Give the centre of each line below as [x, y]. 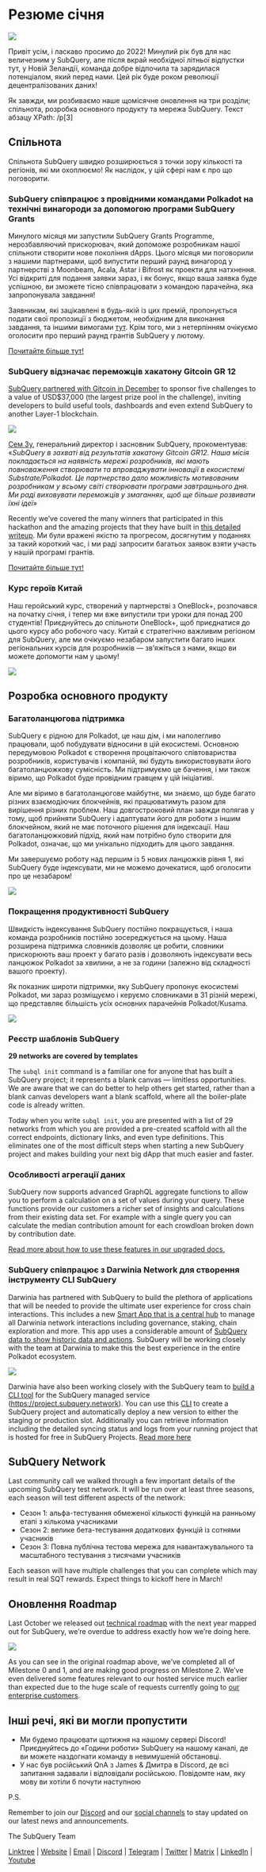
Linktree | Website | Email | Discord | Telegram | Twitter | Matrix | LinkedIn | [131, 1851]
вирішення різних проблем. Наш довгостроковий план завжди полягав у [131, 810]
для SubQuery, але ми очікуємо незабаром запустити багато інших [122, 639]
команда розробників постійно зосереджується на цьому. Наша [118, 937]
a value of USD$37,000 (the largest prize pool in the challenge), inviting [125, 397]
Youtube [22, 1860]
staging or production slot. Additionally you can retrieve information [118, 1420]
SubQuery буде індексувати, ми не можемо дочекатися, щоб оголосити [130, 868]
